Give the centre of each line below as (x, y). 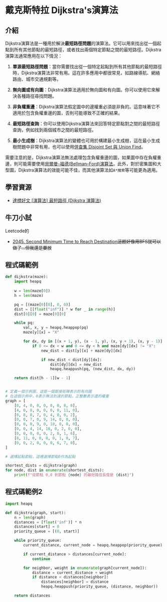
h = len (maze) (29, 295)
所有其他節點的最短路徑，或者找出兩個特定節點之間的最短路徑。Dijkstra (88, 50)
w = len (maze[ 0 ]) (32, 291)
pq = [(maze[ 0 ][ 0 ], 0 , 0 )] (42, 305)
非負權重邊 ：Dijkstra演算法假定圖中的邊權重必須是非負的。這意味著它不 (86, 107)
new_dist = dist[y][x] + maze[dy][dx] (81, 351)
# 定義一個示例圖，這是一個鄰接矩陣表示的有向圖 (48, 392)
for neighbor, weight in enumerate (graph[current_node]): (85, 568)
